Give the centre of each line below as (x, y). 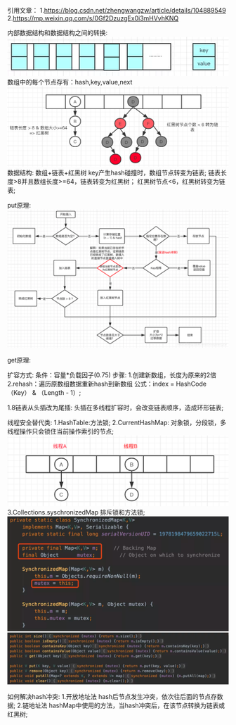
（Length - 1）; (59, 393)
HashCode (191, 384)
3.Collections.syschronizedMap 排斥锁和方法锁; (76, 512)
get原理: (19, 360)
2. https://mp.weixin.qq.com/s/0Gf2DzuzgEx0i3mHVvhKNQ (93, 18)
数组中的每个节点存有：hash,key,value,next (70, 82)
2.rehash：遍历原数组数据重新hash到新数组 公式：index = (91, 384)
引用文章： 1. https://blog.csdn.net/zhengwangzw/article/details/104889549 (117, 10)
